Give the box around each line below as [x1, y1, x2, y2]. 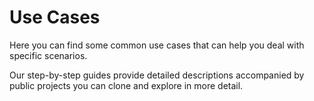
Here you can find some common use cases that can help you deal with [9, 39, 305, 51]
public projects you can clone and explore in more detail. [9, 79, 244, 91]
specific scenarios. [9, 49, 88, 61]
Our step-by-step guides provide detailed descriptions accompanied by [9, 69, 305, 81]
